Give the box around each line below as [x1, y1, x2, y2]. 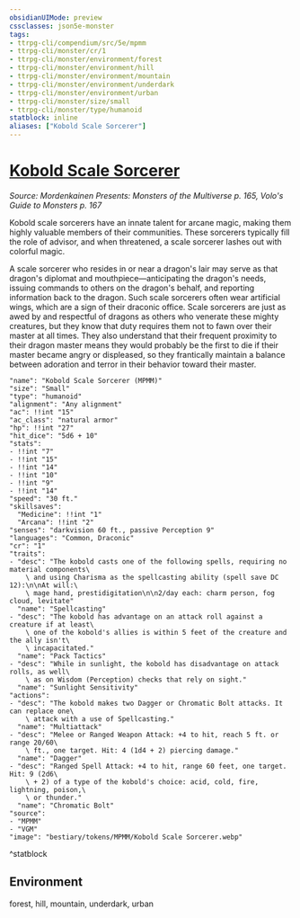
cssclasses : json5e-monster [9, 22, 115, 31]
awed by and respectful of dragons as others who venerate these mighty [9, 311, 279, 322]
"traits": [9, 549, 47, 558]
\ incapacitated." [25, 644, 94, 653]
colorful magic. [9, 245, 66, 256]
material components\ [9, 565, 91, 574]
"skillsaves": [9, 502, 63, 511]
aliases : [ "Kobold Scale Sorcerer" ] [9, 122, 146, 131]
